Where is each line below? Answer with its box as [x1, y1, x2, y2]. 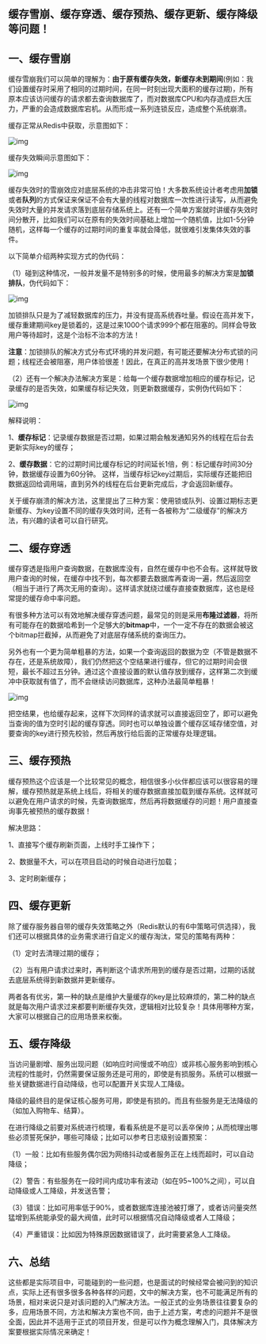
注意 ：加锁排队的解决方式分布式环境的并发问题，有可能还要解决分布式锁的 [8, 347, 251, 356]
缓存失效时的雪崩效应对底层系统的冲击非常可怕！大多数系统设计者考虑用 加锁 [8, 185, 258, 195]
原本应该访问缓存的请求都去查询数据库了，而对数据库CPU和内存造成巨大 [8, 94, 245, 104]
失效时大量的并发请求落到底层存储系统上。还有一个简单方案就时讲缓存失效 [8, 205, 251, 215]
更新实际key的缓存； [8, 443, 76, 452]
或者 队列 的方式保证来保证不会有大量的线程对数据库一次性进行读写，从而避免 [8, 195, 258, 204]
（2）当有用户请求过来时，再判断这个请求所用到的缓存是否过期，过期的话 [8, 965, 249, 974]
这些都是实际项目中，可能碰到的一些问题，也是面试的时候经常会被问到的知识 [8, 1277, 258, 1287]
